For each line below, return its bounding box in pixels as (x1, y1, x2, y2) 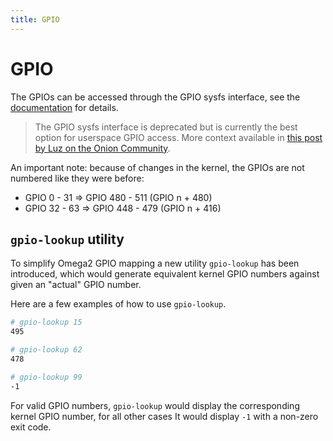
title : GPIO (10, 14, 60, 25)
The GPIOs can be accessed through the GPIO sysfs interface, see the (10, 91, 301, 103)
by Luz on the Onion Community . (34, 142, 171, 154)
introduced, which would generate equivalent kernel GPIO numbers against (10, 268, 320, 280)
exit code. (10, 421, 52, 433)
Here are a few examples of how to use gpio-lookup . (10, 298, 227, 310)
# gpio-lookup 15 (10, 317, 83, 328)
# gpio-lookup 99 (10, 372, 83, 382)
